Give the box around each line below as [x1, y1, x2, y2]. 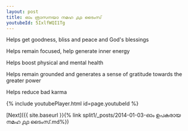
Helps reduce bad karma [6, 89, 67, 96]
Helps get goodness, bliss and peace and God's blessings [6, 36, 149, 43]
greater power [6, 77, 41, 84]
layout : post [6, 8, 39, 15]
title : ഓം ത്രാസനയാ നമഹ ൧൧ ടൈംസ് [6, 14, 102, 20]
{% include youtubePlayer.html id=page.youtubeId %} [6, 100, 139, 107]
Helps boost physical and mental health [6, 59, 103, 66]
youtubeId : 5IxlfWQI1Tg [6, 20, 66, 26]
